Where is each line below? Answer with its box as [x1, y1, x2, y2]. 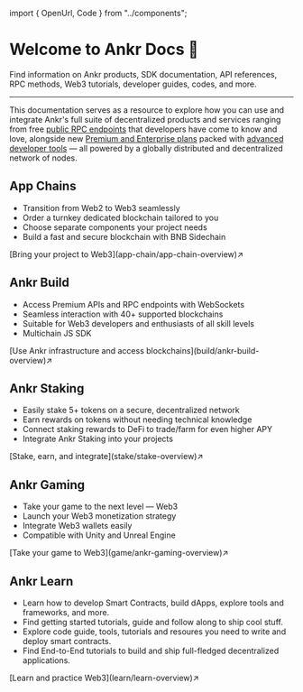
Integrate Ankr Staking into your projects [22, 433, 174, 445]
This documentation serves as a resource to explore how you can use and [9, 104, 285, 115]
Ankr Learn [9, 573, 74, 589]
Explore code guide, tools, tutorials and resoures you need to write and [22, 626, 287, 637]
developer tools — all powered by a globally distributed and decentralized [9, 143, 283, 153]
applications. [22, 655, 70, 666]
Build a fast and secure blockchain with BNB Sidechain [22, 231, 226, 242]
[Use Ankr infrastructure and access [9, 345, 144, 355]
